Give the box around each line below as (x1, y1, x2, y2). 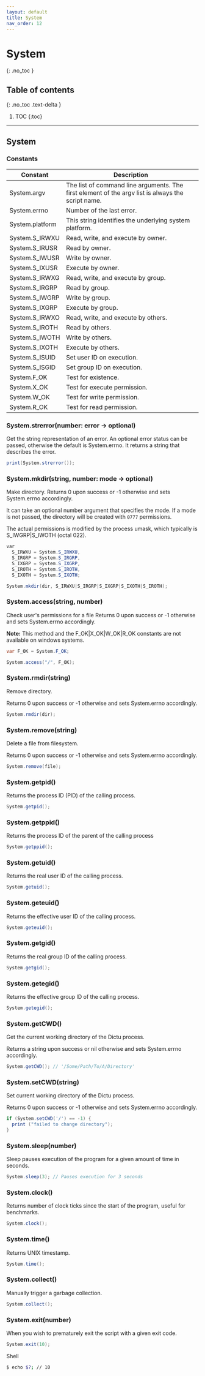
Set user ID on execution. (66, 353, 138, 361)
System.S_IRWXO (9, 313, 60, 321)
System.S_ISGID (9, 363, 56, 371)
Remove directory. (6, 687, 52, 695)
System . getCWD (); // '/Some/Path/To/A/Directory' (6, 1064, 135, 1070)
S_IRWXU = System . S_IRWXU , (12, 549, 81, 555)
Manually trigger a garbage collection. (6, 1289, 103, 1296)
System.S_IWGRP (9, 293, 60, 302)
